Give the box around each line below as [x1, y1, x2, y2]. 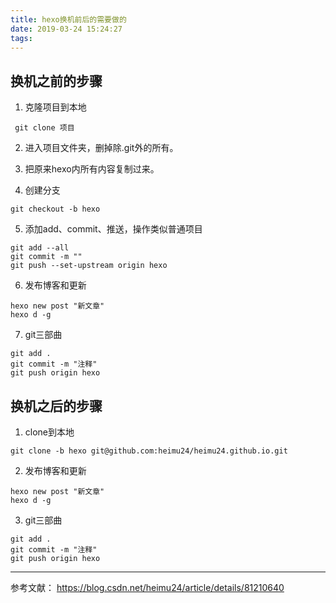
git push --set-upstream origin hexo [10, 261, 168, 271]
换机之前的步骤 [10, 72, 103, 90]
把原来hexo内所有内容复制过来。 [24, 163, 160, 175]
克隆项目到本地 [24, 101, 87, 113]
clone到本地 [24, 426, 75, 438]
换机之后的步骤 [10, 397, 103, 415]
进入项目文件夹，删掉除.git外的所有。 [24, 142, 179, 154]
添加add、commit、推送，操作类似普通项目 [24, 223, 203, 235]
